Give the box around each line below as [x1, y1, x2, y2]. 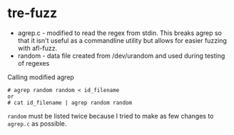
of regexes [17, 59, 50, 67]
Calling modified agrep [7, 73, 75, 81]
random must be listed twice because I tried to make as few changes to [7, 111, 214, 120]
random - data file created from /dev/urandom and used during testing [17, 51, 225, 60]
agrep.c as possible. [7, 119, 67, 128]
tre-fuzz [7, 5, 58, 21]
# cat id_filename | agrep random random [7, 99, 133, 106]
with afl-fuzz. [17, 44, 58, 52]
